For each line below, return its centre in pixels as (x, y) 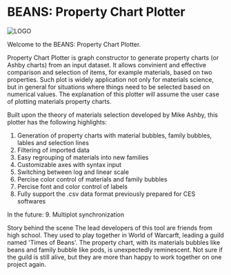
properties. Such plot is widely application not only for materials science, (110, 79)
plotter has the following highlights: (57, 122)
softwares (31, 201)
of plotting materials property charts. (59, 101)
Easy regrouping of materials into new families (83, 157)
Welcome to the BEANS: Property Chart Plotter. (74, 44)
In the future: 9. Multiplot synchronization (66, 214)
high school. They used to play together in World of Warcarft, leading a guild (115, 235)
